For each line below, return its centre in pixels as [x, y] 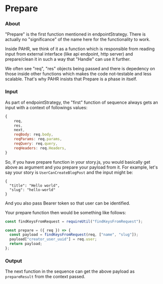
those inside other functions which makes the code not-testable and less [78, 74]
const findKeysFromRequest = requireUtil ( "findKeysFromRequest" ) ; [74, 221]
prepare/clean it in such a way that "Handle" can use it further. [68, 59]
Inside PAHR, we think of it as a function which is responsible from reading [80, 49]
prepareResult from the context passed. [45, 277]
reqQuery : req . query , [36, 144]
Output [14, 261]
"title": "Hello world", [35, 186]
